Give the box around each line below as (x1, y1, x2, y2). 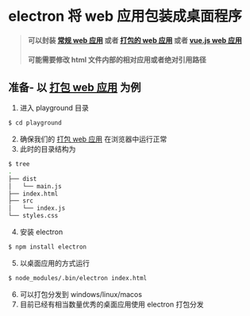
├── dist (8, 175, 37, 183)
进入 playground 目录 (19, 103, 90, 113)
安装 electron (19, 227, 63, 237)
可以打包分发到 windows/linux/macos (19, 289, 143, 299)
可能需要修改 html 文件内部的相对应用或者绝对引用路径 (27, 55, 206, 64)
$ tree (8, 160, 30, 168)
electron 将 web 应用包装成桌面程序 (8, 7, 242, 25)
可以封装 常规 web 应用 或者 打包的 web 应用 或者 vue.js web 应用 (27, 35, 242, 44)
